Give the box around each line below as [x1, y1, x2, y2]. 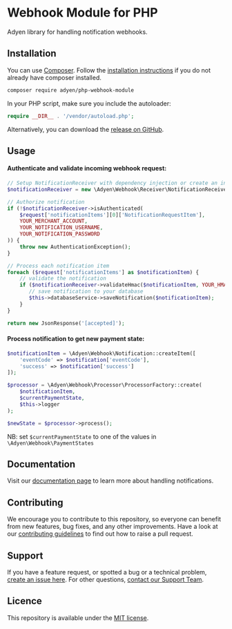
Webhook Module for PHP [7, 5, 158, 21]
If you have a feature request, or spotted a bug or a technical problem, [7, 568, 207, 576]
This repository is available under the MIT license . [7, 613, 149, 622]
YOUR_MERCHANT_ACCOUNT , [19, 217, 88, 225]
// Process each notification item [7, 262, 110, 269]
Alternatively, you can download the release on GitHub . [7, 125, 164, 133]
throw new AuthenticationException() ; [19, 243, 131, 250]
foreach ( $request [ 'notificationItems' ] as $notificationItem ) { [7, 269, 199, 275]
